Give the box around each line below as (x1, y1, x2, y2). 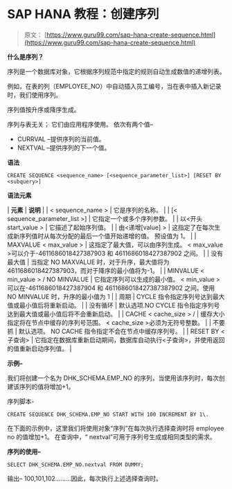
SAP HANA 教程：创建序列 (7, 6, 159, 22)
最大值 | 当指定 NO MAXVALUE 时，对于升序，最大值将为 (7, 258, 170, 266)
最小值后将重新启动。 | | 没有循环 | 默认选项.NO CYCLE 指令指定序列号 (19, 301, 220, 309)
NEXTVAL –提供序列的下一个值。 (17, 143, 111, 152)
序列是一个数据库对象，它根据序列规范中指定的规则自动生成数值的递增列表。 (7, 67, 226, 75)
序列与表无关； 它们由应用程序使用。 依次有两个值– (7, 120, 154, 128)
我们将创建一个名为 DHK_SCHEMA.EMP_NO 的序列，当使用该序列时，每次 (7, 373, 220, 382)
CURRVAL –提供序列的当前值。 (17, 134, 105, 143)
